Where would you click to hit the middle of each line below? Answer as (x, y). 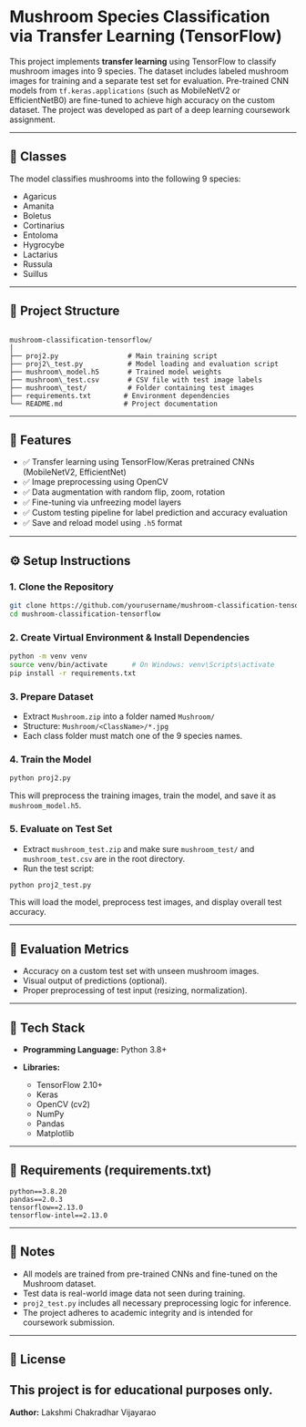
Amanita (38, 206)
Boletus (37, 215)
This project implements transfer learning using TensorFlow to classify (143, 61)
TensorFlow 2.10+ (69, 1085)
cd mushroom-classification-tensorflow (85, 614)
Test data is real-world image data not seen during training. (134, 1293)
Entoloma (41, 235)
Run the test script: (58, 868)
